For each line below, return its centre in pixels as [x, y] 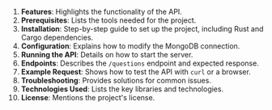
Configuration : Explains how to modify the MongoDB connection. [130, 46]
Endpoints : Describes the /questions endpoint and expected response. [140, 63]
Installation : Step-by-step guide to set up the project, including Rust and [142, 29]
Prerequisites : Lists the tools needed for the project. [108, 20]
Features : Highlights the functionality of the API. [102, 12]
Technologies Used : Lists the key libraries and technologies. [122, 89]
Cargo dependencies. [57, 37]
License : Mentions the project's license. [88, 97]
